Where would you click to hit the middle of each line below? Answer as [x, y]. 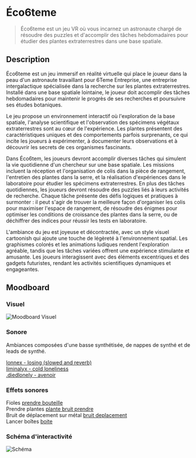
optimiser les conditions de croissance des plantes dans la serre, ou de [92, 214]
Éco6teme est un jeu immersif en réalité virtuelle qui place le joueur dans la [97, 74]
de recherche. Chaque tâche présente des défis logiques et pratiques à [92, 195]
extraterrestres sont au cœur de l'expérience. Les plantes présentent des [94, 128]
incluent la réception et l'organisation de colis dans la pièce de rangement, [96, 171]
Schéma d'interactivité [39, 436]
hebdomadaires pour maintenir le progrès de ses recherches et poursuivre [96, 98]
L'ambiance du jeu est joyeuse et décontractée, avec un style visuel [88, 232]
